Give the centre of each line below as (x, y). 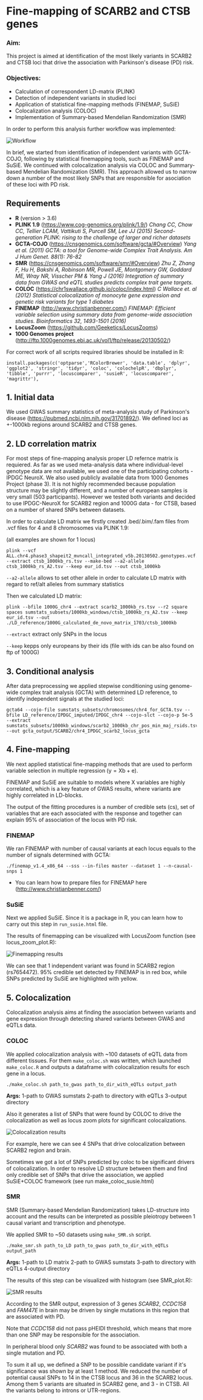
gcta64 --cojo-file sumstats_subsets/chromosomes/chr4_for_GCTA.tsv (94, 710)
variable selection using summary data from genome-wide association (103, 314)
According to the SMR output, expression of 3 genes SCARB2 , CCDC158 (96, 1304)
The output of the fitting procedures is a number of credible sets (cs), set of (101, 806)
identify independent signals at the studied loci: (65, 699)
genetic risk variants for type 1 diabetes (64, 301)
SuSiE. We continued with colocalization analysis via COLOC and (87, 165)
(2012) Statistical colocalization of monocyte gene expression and (98, 295)
